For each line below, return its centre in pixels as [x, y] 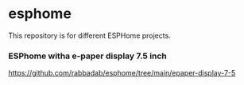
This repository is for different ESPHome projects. [89, 35]
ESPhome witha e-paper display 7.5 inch [87, 56]
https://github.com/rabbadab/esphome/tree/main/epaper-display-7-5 [122, 73]
